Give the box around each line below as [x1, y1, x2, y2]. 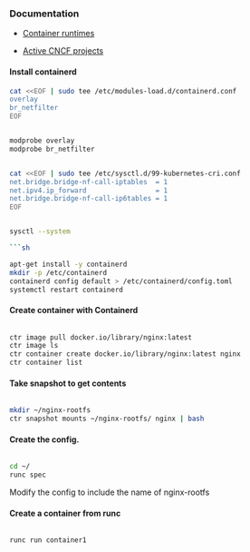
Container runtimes [22, 28, 95, 39]
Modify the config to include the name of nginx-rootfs [9, 487, 210, 498]
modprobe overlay [9, 136, 75, 145]
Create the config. [9, 434, 80, 445]
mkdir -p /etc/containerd [9, 268, 107, 277]
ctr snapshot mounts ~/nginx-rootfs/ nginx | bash [9, 414, 205, 424]
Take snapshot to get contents [9, 378, 127, 389]
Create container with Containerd [9, 304, 139, 315]
